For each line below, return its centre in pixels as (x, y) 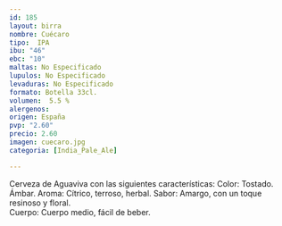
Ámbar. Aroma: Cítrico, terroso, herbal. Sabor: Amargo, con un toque (136, 193)
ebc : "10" (28, 59)
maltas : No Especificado (55, 68)
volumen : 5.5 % (39, 100)
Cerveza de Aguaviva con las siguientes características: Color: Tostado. (141, 183)
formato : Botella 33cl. (54, 92)
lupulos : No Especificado (57, 76)
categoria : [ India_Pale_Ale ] (63, 150)
